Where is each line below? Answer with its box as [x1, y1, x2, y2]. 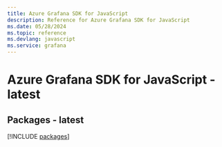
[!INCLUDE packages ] [7, 133, 70, 140]
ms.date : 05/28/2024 [7, 23, 67, 30]
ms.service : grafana [7, 42, 67, 49]
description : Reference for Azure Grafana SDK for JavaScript [7, 17, 190, 23]
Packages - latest [7, 114, 84, 126]
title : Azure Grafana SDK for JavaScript [7, 10, 129, 17]
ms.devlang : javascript [7, 36, 76, 43]
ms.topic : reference [7, 29, 67, 37]
